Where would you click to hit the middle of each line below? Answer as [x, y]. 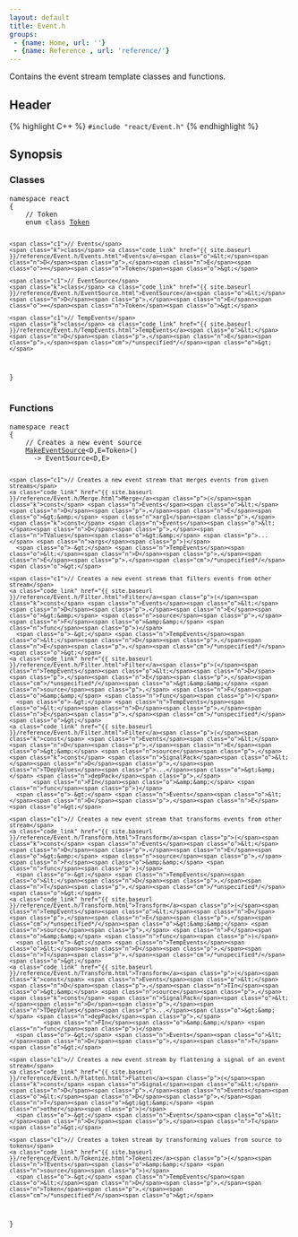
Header [30, 105]
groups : [24, 34]
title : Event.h [38, 26]
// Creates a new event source [84, 442]
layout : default [39, 17]
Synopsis [36, 155]
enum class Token [58, 222]
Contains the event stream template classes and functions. [118, 76]
